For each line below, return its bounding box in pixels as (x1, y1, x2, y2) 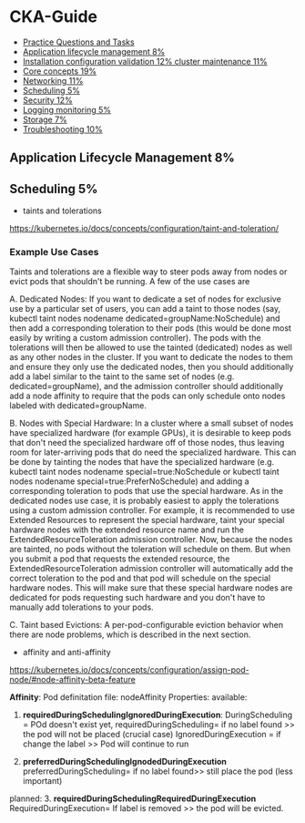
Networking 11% (22, 75, 84, 86)
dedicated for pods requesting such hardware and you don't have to (9, 592, 266, 603)
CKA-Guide (9, 6, 98, 27)
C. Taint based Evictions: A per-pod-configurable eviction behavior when (9, 620, 284, 631)
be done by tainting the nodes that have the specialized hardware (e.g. (9, 457, 275, 468)
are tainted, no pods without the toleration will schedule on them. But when (9, 544, 291, 555)
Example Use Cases (9, 246, 99, 259)
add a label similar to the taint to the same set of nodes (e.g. (9, 371, 235, 382)
